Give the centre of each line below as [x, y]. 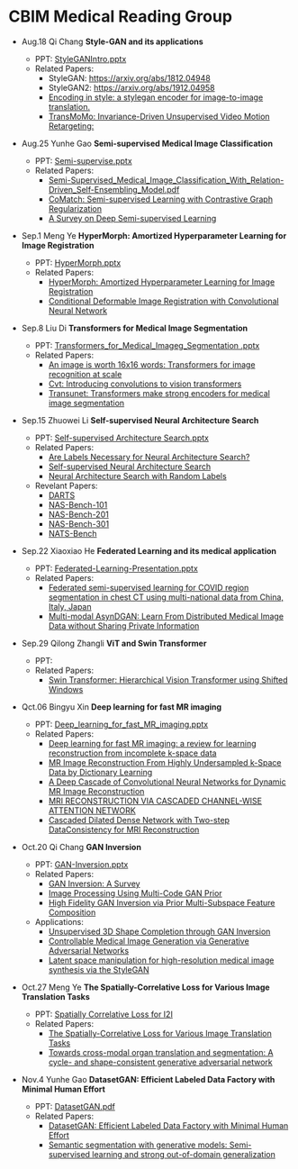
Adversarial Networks [89, 950]
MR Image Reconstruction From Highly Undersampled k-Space [165, 762]
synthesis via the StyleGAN [99, 969]
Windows [66, 689]
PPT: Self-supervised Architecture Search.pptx [122, 438]
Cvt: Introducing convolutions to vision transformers [145, 384]
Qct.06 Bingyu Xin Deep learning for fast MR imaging [122, 707]
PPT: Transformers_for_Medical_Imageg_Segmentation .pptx [147, 345]
